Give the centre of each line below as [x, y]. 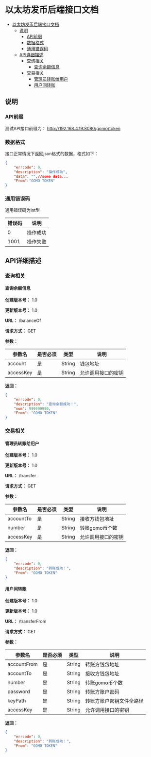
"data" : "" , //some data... [41, 176]
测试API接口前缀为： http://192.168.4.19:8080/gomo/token [63, 128]
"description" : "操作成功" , [41, 172]
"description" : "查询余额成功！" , [46, 404]
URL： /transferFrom [26, 621]
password [19, 691]
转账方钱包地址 [102, 664]
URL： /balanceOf [23, 320]
